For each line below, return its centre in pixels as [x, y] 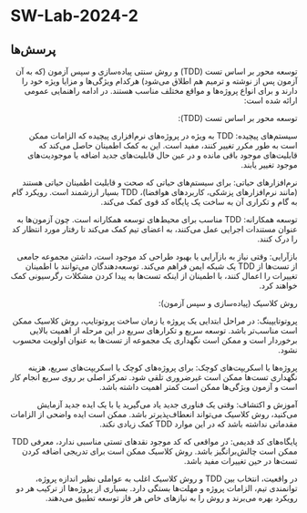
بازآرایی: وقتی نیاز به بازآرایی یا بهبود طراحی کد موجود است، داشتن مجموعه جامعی [157, 256]
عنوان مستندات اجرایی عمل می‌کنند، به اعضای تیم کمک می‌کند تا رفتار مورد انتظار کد [154, 229]
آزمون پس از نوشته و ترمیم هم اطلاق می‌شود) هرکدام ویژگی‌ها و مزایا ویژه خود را [159, 81]
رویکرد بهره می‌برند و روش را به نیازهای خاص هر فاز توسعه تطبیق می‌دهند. [171, 498]
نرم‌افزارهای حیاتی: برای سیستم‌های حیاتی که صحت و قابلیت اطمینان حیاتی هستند [160, 182]
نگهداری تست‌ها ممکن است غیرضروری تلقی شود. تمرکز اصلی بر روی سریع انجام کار [154, 377]
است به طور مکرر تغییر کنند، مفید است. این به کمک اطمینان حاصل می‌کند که [168, 145]
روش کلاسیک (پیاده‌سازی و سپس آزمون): [228, 303]
